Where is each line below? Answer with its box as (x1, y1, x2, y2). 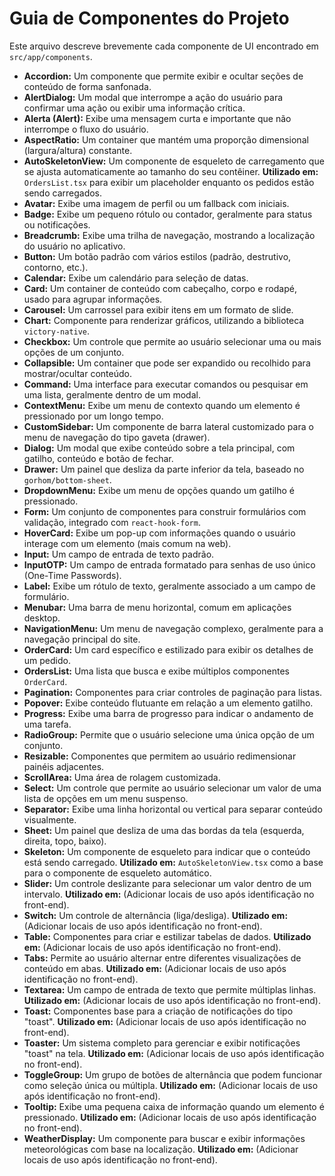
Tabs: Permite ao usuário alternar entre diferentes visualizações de (23, 952, 302, 964)
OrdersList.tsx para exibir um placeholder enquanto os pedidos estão (23, 176, 315, 188)
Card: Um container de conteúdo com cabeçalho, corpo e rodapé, (23, 282, 297, 294)
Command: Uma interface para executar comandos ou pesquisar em (23, 378, 309, 390)
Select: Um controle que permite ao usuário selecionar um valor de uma (23, 782, 322, 794)
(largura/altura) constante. (23, 144, 133, 156)
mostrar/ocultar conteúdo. (23, 367, 132, 379)
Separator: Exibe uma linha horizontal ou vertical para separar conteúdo (23, 803, 323, 815)
